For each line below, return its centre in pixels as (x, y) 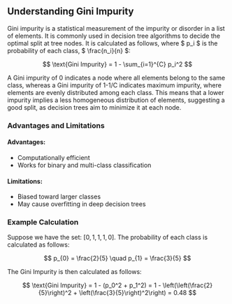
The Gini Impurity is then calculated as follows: (74, 272)
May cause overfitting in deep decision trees (81, 204)
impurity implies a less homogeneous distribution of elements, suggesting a (116, 100)
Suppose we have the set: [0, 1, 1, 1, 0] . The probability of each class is (108, 238)
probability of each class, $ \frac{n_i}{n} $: (69, 50)
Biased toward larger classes (59, 197)
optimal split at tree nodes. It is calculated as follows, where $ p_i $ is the (113, 43)
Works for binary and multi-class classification (84, 165)
